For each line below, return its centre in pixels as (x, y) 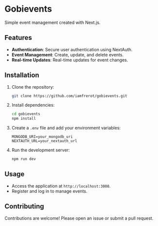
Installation (22, 75)
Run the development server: (41, 150)
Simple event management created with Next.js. (53, 22)
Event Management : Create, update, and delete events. (68, 55)
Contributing (24, 206)
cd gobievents (26, 114)
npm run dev (24, 159)
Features (18, 38)
